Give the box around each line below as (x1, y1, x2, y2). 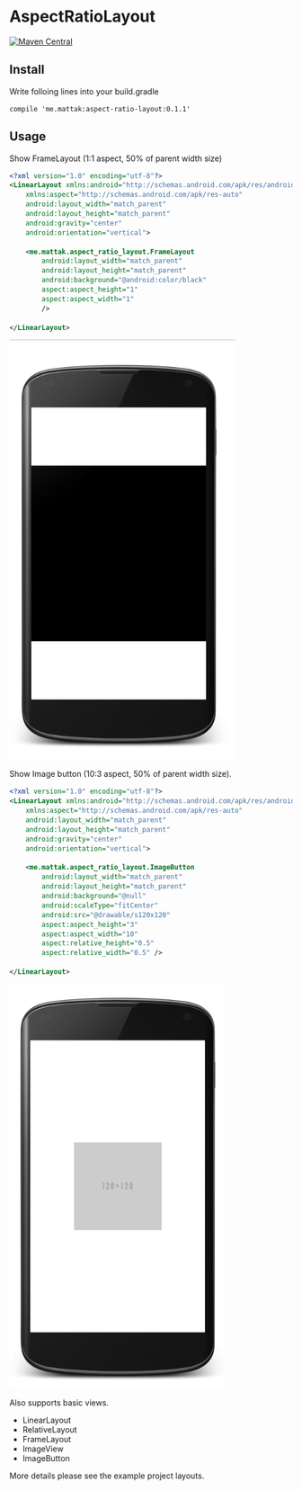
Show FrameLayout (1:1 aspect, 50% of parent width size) (9, 153, 223, 164)
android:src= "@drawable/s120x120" (41, 910, 171, 919)
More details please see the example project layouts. (9, 1470, 205, 1481)
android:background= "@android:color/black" (41, 276, 207, 285)
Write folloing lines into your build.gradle (9, 85, 159, 96)
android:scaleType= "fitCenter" (41, 901, 159, 910)
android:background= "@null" (41, 892, 147, 901)
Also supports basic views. (9, 1396, 110, 1408)
